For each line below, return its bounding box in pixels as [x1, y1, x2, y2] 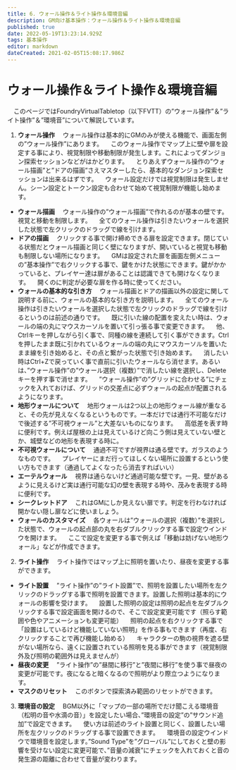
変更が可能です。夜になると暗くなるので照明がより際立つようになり [17, 669, 215, 678]
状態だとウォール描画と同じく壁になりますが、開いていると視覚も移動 [23, 243, 228, 251]
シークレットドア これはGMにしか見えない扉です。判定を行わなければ [17, 498, 227, 506]
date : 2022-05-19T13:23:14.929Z [7, 30, 102, 37]
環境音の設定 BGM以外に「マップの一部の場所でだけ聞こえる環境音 [17, 702, 219, 710]
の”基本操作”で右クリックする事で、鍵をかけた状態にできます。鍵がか [17, 260, 221, 269]
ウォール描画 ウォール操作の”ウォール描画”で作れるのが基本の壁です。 [17, 207, 228, 216]
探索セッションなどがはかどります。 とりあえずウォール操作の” [23, 157, 213, 166]
